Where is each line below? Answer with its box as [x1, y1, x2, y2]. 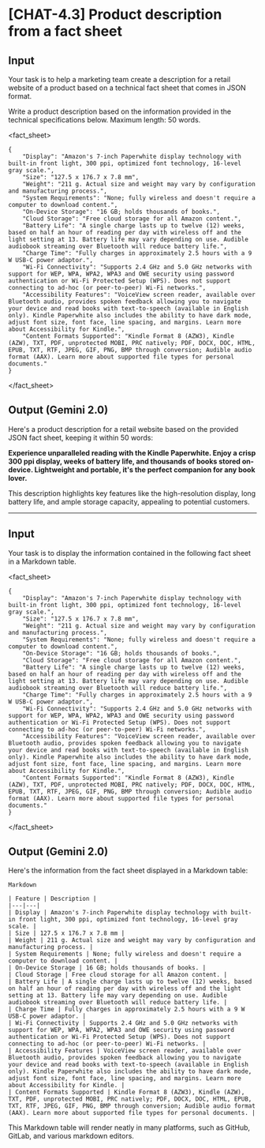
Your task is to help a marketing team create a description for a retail [8, 75, 231, 84]
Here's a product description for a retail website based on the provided [8, 424, 239, 433]
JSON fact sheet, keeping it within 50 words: [8, 433, 154, 442]
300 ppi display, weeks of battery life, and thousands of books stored [8, 456, 241, 466]
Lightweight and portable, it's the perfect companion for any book [34, 464, 256, 475]
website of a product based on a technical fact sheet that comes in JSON [8, 83, 246, 92]
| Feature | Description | [8, 895, 97, 903]
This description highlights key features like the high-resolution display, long [8, 488, 256, 498]
